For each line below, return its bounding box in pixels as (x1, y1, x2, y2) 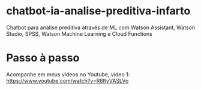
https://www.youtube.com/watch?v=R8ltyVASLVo (6, 77, 129, 84)
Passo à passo (6, 51, 80, 65)
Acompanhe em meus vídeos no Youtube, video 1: (6, 70, 130, 78)
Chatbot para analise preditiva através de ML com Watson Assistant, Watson (6, 24, 196, 31)
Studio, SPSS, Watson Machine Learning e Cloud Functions (6, 30, 153, 37)
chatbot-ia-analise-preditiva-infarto (6, 4, 191, 18)
